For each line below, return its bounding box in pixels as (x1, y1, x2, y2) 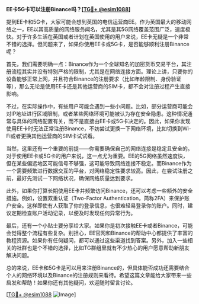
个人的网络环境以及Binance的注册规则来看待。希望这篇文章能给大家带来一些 (6, 272, 192, 279)
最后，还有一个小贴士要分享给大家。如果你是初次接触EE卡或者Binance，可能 (6, 222, 193, 229)
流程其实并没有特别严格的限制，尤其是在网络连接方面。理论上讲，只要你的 (11, 68, 193, 75)
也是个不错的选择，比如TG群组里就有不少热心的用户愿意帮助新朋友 (26, 244, 190, 251)
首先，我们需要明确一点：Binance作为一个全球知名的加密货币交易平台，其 (6, 60, 187, 68)
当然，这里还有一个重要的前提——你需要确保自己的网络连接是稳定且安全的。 (6, 145, 193, 152)
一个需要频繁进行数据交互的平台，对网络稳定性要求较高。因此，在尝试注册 (6, 167, 188, 174)
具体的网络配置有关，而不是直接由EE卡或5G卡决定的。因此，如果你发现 (16, 118, 191, 124)
